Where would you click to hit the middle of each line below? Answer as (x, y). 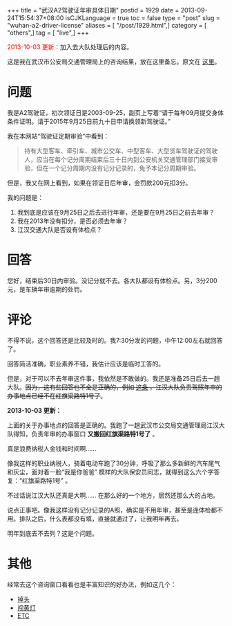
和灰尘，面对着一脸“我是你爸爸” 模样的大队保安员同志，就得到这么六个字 (110, 472)
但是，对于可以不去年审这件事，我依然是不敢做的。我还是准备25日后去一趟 (114, 378)
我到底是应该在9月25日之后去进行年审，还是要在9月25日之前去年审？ (116, 212)
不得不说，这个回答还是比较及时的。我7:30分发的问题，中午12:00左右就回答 (115, 340)
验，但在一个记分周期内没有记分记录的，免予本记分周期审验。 (112, 168)
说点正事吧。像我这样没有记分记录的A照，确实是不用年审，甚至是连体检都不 (115, 510)
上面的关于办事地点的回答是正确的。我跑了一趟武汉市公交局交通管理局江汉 (113, 425)
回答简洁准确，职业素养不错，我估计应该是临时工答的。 (86, 364)
